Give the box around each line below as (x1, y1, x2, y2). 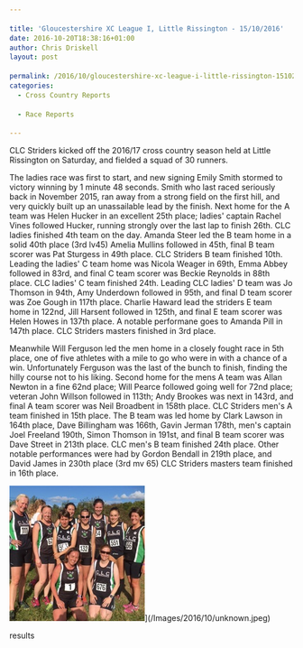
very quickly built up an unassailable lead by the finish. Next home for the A (9, 201, 290, 212)
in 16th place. (9, 467, 59, 478)
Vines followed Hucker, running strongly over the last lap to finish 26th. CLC (9, 220, 291, 231)
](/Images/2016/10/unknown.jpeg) (144, 613, 271, 624)
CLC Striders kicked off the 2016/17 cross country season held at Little (9, 145, 271, 156)
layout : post (9, 52, 59, 62)
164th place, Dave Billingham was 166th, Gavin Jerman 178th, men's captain (9, 420, 291, 430)
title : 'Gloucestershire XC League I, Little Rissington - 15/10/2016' (9, 23, 284, 33)
